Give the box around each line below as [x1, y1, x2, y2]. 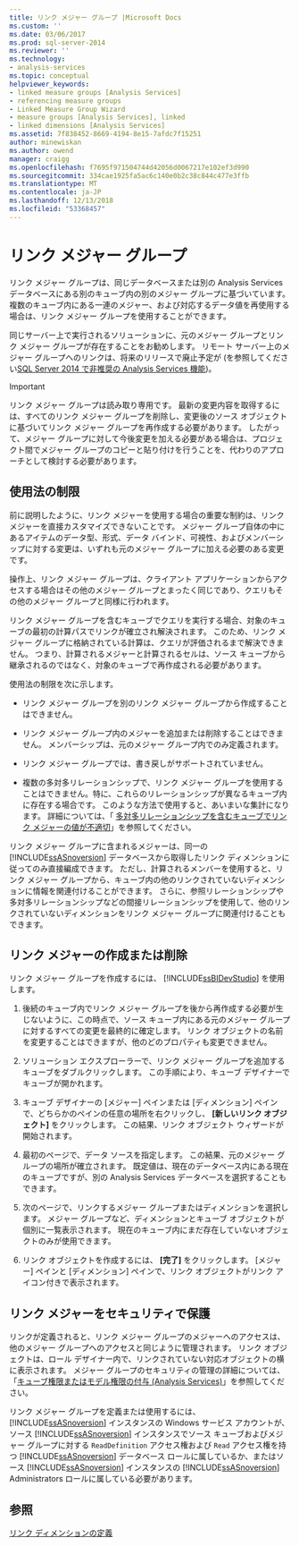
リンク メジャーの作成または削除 [9, 947, 187, 963]
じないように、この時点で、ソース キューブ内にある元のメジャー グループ [21, 1015, 291, 1025]
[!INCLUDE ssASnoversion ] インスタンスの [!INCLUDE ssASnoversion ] [26, 1462, 280, 1473]
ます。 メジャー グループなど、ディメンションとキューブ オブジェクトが [21, 1213, 285, 1224]
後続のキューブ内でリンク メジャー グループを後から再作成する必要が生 [21, 1003, 284, 1014]
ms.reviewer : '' [9, 47, 70, 55]
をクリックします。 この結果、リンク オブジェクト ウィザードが [51, 1119, 284, 1130]
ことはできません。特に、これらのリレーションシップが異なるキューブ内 [21, 788, 287, 799]
